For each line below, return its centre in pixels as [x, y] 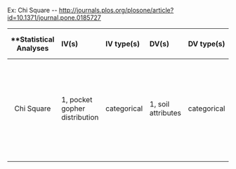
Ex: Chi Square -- [32, 10]
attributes [165, 113]
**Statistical [33, 39]
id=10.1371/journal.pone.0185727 [54, 18]
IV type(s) [123, 44]
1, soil [160, 104]
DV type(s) [206, 44]
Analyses [33, 48]
